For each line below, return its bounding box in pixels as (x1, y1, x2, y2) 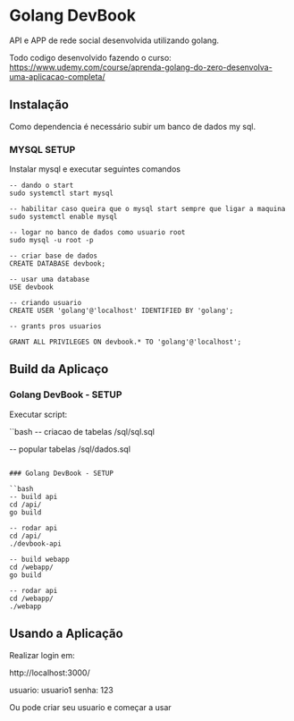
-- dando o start (9, 181, 74, 191)
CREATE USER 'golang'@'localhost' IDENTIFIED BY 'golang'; (9, 306, 234, 316)
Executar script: (9, 409, 68, 420)
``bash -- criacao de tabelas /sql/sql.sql (9, 426, 155, 437)
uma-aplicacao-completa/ (9, 71, 105, 81)
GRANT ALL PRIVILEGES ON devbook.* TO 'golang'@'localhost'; (9, 337, 242, 347)
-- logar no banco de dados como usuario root (9, 228, 186, 237)
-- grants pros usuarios (9, 322, 102, 331)
